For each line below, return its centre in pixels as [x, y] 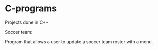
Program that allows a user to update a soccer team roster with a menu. [79, 42]
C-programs [31, 9]
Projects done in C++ [27, 22]
